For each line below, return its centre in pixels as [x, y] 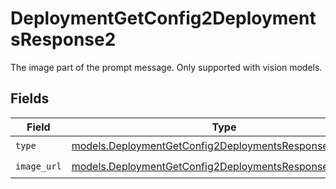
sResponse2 [63, 39]
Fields [30, 98]
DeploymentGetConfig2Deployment [163, 18]
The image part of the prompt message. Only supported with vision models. [166, 67]
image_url [38, 166]
